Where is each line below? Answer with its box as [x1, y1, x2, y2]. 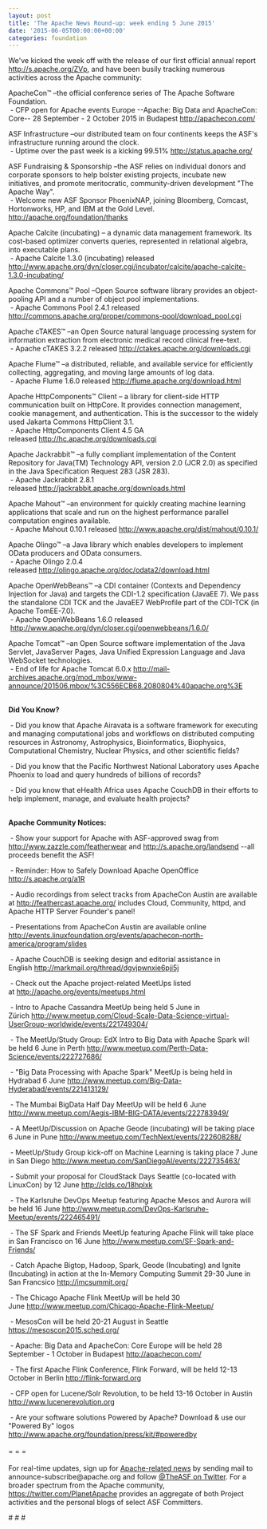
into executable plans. [8, 245, 81, 255]
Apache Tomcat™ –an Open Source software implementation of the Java [8, 639, 245, 648]
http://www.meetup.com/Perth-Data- [86, 1044, 209, 1053]
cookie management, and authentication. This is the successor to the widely [8, 409, 259, 418]
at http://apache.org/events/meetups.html [8, 987, 146, 996]
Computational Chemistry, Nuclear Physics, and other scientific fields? [8, 746, 240, 755]
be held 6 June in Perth [8, 1044, 85, 1053]
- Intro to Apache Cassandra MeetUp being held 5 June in [10, 1003, 201, 1012]
